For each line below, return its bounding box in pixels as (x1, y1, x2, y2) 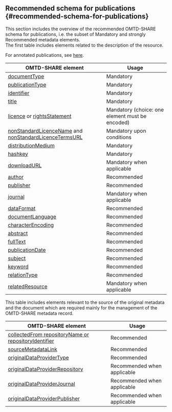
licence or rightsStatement (8, 112, 72, 119)
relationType (8, 271, 38, 278)
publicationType (8, 81, 47, 88)
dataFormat (8, 204, 36, 212)
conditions (106, 133, 132, 140)
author (8, 173, 24, 180)
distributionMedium (8, 142, 55, 149)
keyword (8, 263, 29, 270)
